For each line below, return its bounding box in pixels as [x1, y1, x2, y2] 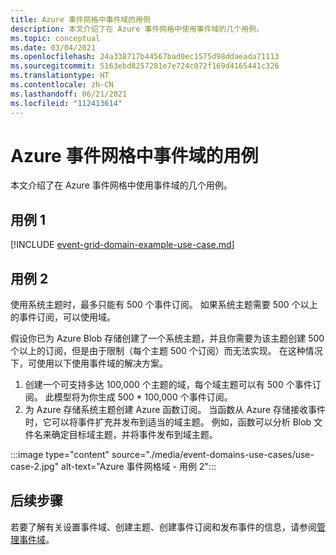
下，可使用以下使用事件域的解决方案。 [10, 357, 168, 370]
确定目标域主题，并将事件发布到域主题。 [51, 429, 218, 441]
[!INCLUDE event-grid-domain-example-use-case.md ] [10, 239, 235, 251]
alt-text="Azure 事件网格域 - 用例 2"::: [61, 461, 217, 473]
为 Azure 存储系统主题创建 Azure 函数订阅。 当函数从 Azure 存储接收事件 [24, 404, 326, 416]
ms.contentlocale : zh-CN [10, 80, 114, 90]
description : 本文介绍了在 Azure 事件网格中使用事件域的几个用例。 [10, 24, 264, 34]
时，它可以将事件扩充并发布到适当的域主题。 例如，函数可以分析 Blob [24, 416, 312, 428]
